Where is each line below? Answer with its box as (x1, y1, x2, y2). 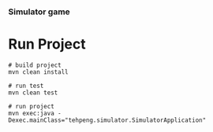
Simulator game (8, 6, 71, 17)
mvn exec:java (8, 109, 55, 117)
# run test (8, 82, 44, 90)
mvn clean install (8, 68, 69, 76)
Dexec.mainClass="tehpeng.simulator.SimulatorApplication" (8, 116, 207, 124)
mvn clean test (8, 89, 58, 97)
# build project (8, 61, 62, 69)
